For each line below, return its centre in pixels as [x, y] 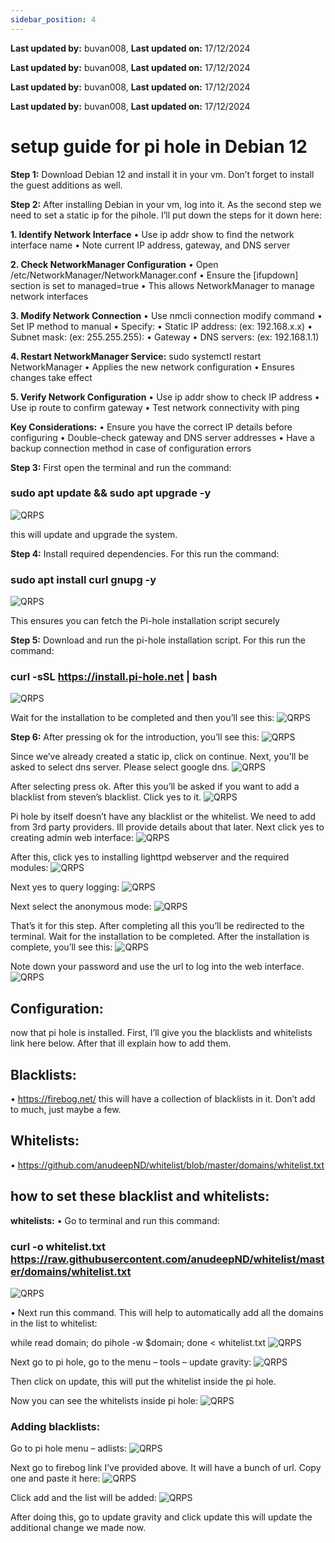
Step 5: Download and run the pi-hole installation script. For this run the [158, 640]
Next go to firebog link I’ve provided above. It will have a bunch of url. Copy [166, 1468]
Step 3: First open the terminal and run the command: [121, 467]
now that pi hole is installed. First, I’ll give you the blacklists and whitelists [161, 1033]
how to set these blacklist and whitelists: [140, 1196]
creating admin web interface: [72, 838]
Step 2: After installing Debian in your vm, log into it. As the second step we [166, 204]
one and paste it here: [55, 1478]
